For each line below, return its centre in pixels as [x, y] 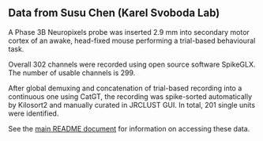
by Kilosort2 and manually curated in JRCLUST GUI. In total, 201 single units [131, 105]
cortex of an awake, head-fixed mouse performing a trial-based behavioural [132, 40]
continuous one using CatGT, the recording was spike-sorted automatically [130, 96]
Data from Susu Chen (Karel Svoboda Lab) [114, 13]
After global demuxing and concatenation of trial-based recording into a [125, 88]
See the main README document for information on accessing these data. [129, 128]
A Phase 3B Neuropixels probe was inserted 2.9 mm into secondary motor [129, 32]
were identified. [34, 113]
